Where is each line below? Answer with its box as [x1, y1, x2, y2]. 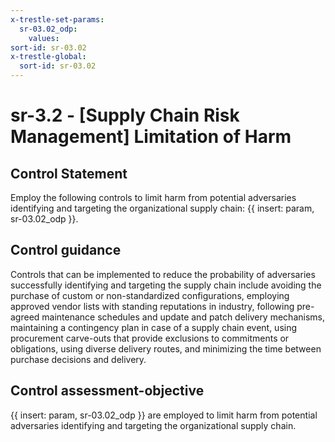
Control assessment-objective [10, 382, 205, 400]
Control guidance [10, 242, 122, 259]
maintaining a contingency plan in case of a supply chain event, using [10, 321, 298, 333]
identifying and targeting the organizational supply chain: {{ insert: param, [10, 202, 315, 214]
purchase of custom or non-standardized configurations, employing [10, 289, 290, 301]
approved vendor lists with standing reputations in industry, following [10, 300, 295, 312]
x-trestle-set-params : [10, 14, 105, 25]
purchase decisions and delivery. [10, 353, 147, 365]
